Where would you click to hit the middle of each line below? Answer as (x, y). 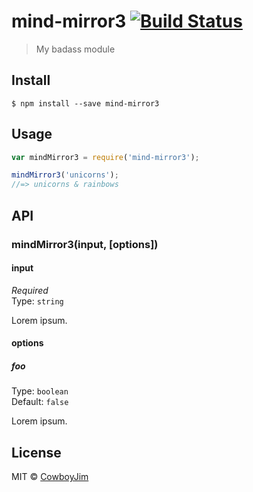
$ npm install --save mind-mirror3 (85, 103)
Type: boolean (40, 391)
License (36, 452)
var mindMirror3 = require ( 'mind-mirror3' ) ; (105, 157)
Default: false (40, 402)
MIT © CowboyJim (50, 477)
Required (30, 290)
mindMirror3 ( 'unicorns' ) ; (65, 175)
